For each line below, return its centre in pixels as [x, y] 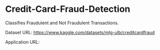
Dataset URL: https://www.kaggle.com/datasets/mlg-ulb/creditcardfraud [80, 32]
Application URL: [23, 42]
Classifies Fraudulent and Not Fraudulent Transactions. [62, 23]
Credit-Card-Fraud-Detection [68, 9]
